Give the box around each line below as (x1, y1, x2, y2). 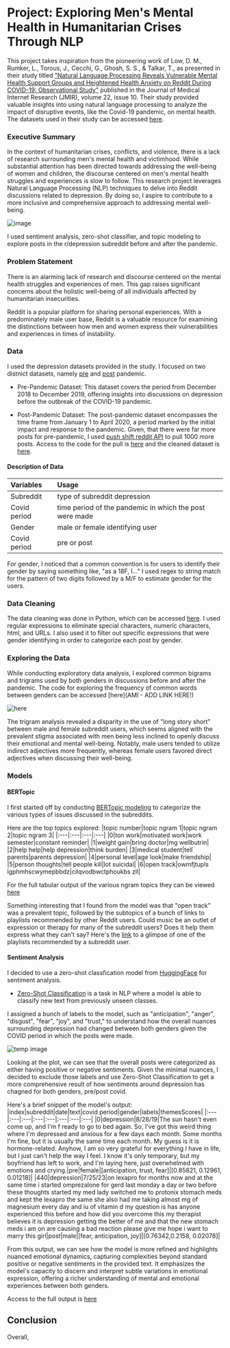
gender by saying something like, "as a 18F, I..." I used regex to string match (7, 567, 221, 575)
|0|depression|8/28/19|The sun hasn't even (94, 1115, 217, 1123)
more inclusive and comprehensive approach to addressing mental (7, 199, 196, 207)
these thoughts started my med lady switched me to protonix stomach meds (7, 1188, 222, 1196)
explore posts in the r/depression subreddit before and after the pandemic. (7, 240, 218, 248)
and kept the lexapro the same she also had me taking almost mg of (7, 1195, 199, 1203)
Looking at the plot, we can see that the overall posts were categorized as (7, 1058, 216, 1066)
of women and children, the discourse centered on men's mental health (7, 169, 209, 178)
